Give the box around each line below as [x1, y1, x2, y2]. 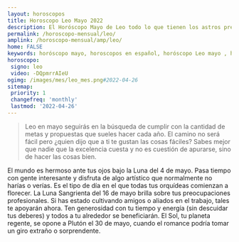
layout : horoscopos [7, 10, 65, 18]
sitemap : [7, 83, 33, 90]
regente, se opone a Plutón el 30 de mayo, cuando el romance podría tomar [7, 219, 230, 227]
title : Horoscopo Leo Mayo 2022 [7, 17, 103, 24]
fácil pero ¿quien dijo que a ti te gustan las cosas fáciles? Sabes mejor [24, 137, 231, 145]
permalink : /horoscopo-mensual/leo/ [7, 30, 116, 38]
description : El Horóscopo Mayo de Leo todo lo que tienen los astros [7, 23, 221, 31]
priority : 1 [10, 89, 46, 97]
